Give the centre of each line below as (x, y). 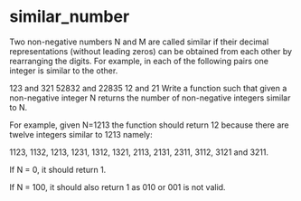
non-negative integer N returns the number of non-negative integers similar (150, 98)
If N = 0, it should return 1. (58, 169)
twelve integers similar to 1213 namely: (81, 134)
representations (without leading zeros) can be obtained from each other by (150, 51)
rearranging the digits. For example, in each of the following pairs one (139, 61)
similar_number (70, 17)
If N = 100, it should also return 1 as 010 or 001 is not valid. (118, 187)
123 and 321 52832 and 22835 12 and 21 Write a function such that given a (148, 88)
